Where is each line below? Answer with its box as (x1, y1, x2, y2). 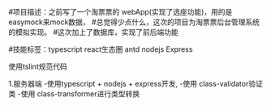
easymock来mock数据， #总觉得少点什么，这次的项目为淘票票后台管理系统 (8, 17, 260, 27)
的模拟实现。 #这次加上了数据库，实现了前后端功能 (8, 28, 179, 36)
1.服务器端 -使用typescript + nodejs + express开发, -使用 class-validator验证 (8, 79, 264, 88)
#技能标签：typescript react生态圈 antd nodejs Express (8, 45, 193, 54)
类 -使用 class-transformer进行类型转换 (8, 89, 140, 99)
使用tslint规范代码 (8, 61, 67, 71)
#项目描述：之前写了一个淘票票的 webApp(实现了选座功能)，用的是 (8, 7, 233, 16)
